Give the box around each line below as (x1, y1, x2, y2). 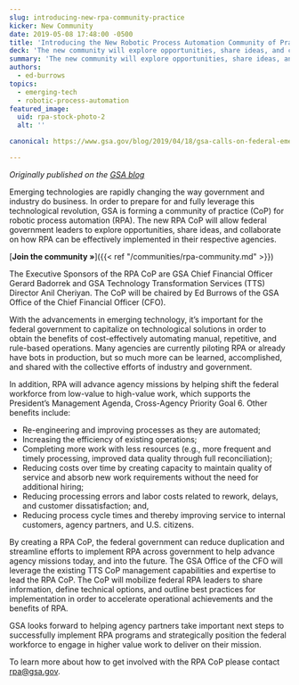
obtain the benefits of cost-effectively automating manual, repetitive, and (9, 333, 278, 343)
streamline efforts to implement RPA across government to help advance (9, 546, 276, 557)
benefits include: (9, 407, 71, 417)
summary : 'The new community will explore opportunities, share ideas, (9, 54, 280, 63)
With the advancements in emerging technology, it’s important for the (9, 314, 263, 325)
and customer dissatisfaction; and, (21, 500, 149, 511)
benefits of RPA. (9, 603, 69, 614)
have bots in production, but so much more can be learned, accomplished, (9, 351, 283, 362)
